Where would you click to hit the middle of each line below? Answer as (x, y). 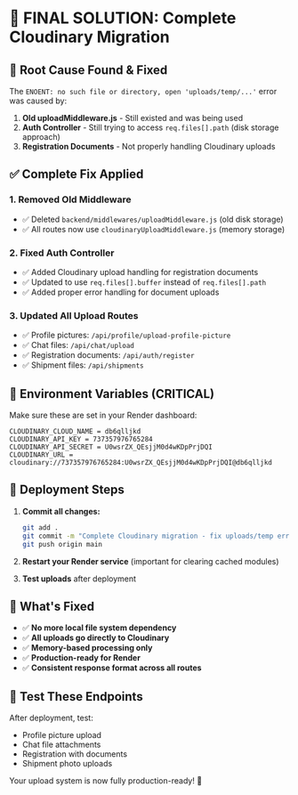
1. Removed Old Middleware (70, 199)
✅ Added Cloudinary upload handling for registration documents (140, 272)
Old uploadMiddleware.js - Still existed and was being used (132, 118)
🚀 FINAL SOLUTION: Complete (123, 18)
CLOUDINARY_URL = (41, 455)
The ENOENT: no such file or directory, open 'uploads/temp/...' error (143, 91)
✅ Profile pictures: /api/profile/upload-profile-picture (126, 335)
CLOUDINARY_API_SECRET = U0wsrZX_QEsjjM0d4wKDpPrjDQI (111, 447)
